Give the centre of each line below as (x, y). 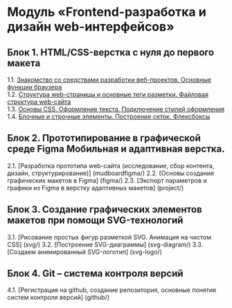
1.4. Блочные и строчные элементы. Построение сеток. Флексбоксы (109, 116)
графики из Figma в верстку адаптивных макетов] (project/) (96, 188)
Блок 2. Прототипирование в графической (104, 138)
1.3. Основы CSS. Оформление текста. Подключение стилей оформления (116, 109)
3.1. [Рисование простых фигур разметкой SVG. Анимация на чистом (109, 237)
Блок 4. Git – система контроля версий (95, 274)
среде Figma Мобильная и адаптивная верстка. (116, 149)
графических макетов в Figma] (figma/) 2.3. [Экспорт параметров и (107, 180)
